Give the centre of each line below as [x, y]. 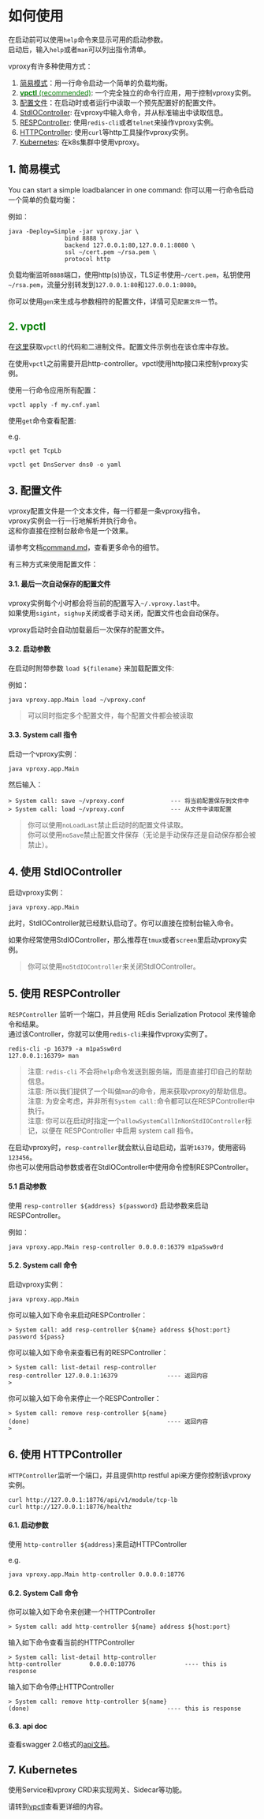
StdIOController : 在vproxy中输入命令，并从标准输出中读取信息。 [123, 112]
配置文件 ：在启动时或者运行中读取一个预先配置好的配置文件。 [120, 103]
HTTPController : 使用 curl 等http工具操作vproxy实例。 [106, 132]
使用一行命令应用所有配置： [53, 390]
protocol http [87, 259]
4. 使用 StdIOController [65, 872]
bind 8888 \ [84, 238]
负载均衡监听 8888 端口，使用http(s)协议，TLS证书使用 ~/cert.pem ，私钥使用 [129, 275]
